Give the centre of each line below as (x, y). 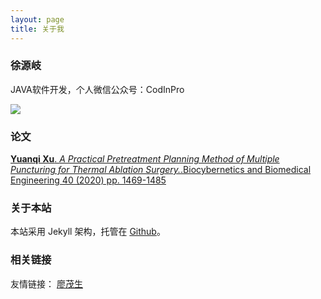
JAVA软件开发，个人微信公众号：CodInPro (97, 89)
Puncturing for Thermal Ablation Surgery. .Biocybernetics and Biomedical (161, 170)
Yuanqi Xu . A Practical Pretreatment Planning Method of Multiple (145, 159)
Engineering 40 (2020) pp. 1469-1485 (88, 180)
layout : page (37, 19)
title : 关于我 (37, 29)
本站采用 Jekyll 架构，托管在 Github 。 (88, 232)
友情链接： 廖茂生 (46, 283)
